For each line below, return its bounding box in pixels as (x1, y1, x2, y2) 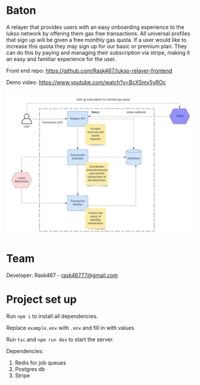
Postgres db (14, 365, 46, 372)
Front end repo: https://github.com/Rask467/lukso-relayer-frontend (6, 67, 172, 74)
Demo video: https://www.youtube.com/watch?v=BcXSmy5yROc (6, 79, 166, 86)
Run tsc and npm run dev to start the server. (6, 336, 114, 343)
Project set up (6, 293, 77, 306)
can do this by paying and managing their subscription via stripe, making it (6, 49, 190, 56)
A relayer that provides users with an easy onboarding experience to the (6, 23, 184, 31)
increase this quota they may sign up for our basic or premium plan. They (6, 43, 187, 50)
